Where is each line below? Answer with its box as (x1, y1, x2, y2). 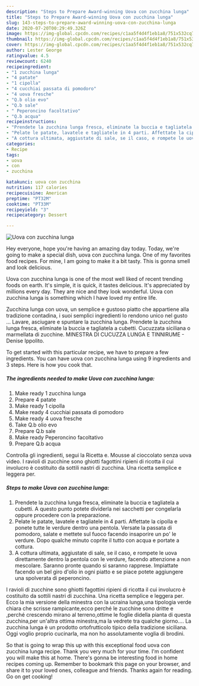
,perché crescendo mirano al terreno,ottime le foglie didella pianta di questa (6, 611, 191, 618)
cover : (6, 42, 23, 48)
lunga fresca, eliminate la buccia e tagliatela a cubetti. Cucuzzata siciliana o (6, 325, 191, 332)
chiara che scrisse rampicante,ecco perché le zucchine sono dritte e (6, 605, 174, 612)
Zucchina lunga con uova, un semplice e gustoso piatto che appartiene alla (6, 306, 190, 313)
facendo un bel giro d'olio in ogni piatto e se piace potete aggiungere (14, 568, 184, 575)
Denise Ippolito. (6, 337, 44, 344)
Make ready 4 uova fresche (14, 415, 82, 422)
